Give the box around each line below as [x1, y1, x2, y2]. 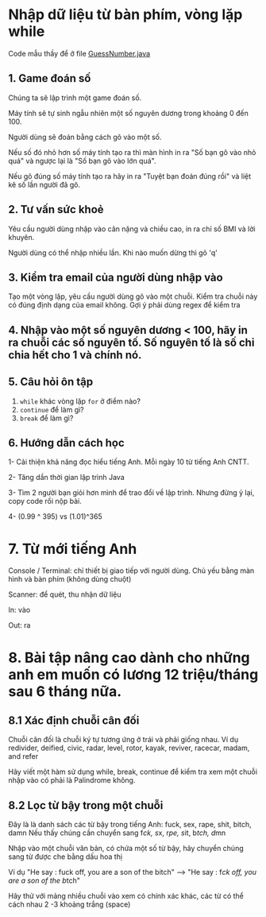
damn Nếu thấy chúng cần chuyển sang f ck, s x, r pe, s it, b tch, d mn [8, 828, 226, 838]
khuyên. [8, 232, 35, 242]
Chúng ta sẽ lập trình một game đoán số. [8, 93, 142, 103]
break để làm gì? [19, 413, 74, 423]
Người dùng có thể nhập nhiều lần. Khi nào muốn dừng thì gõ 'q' [8, 248, 218, 257]
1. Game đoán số [8, 72, 91, 85]
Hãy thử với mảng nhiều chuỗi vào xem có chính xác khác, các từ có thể [8, 892, 245, 901]
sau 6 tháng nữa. [8, 682, 122, 700]
